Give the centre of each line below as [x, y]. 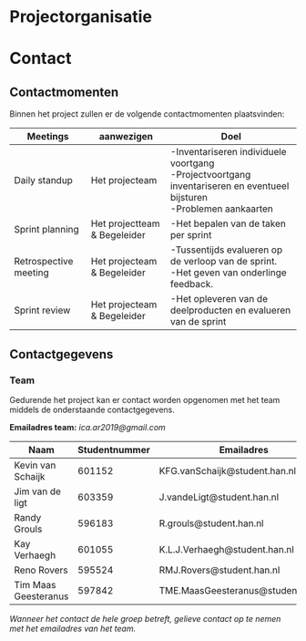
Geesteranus [41, 596]
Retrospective [44, 262]
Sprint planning [46, 230]
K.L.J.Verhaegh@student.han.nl [226, 549]
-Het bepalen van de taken [228, 223]
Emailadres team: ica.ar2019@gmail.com [87, 427]
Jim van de [38, 491]
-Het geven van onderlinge [228, 273]
